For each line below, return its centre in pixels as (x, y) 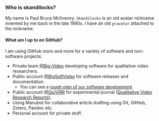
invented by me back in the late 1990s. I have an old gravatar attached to (80, 23)
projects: (33, 56)
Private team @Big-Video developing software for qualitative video (80, 66)
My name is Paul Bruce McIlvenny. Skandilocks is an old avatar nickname (80, 18)
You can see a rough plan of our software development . (77, 87)
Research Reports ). (32, 97)
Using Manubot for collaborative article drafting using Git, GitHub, (79, 102)
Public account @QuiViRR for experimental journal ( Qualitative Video (82, 92)
